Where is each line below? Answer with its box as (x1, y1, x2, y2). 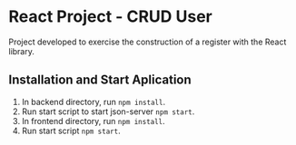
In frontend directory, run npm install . (21, 115, 165, 126)
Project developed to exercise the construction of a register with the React (8, 36, 287, 47)
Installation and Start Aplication (8, 72, 192, 88)
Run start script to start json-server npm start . (21, 106, 195, 117)
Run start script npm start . (21, 125, 121, 136)
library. (8, 45, 35, 56)
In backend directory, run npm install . (21, 96, 165, 107)
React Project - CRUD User (8, 6, 212, 27)
